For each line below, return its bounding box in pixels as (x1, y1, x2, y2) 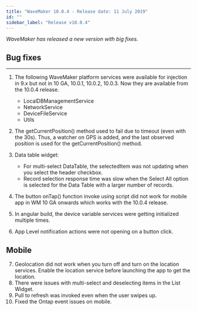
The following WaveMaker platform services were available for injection (14, 74, 188, 81)
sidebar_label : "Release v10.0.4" (6, 19, 91, 25)
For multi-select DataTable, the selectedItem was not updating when (23, 163, 189, 170)
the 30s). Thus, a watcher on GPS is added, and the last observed (14, 134, 174, 141)
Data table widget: (14, 151, 59, 158)
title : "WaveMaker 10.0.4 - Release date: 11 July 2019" (6, 8, 148, 15)
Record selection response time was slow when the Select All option (23, 175, 189, 182)
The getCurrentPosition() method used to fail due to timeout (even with (14, 127, 186, 135)
